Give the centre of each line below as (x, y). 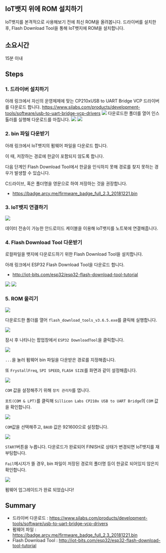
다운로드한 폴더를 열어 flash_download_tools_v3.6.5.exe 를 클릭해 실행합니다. (81, 320)
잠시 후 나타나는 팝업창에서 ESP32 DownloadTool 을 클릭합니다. (65, 340)
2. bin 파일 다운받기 (27, 134)
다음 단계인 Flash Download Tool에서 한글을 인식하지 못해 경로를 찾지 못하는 (79, 167)
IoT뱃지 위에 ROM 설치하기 (44, 9)
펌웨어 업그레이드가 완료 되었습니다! (40, 489)
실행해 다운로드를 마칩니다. (44, 120)
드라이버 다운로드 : (30, 518)
